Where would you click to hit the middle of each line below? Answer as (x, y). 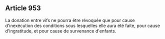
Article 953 (23, 8)
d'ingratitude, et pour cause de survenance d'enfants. (61, 31)
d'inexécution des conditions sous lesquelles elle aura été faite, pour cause (82, 25)
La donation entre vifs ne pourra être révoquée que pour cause (70, 20)
